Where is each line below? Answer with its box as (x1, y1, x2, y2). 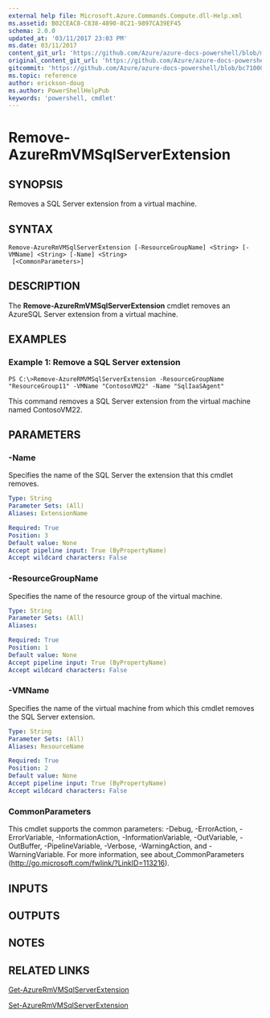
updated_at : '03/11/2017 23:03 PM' (8, 34, 128, 43)
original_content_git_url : (8, 57, 99, 65)
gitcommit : (8, 64, 45, 72)
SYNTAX (8, 222, 54, 236)
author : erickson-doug (8, 79, 84, 87)
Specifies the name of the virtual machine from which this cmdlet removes (8, 703, 255, 712)
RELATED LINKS (8, 963, 90, 977)
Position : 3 (8, 532, 48, 540)
